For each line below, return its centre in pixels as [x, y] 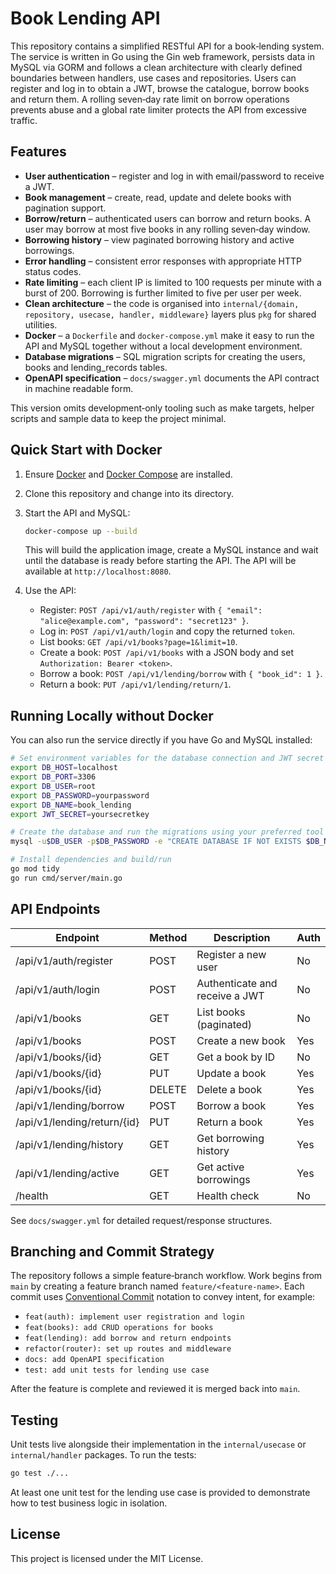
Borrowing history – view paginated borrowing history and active [159, 239]
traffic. [24, 120]
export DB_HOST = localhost [64, 768]
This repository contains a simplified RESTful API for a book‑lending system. [167, 46]
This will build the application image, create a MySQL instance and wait [171, 550]
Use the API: [50, 591]
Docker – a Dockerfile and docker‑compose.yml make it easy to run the [169, 335]
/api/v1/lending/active [67, 1173]
